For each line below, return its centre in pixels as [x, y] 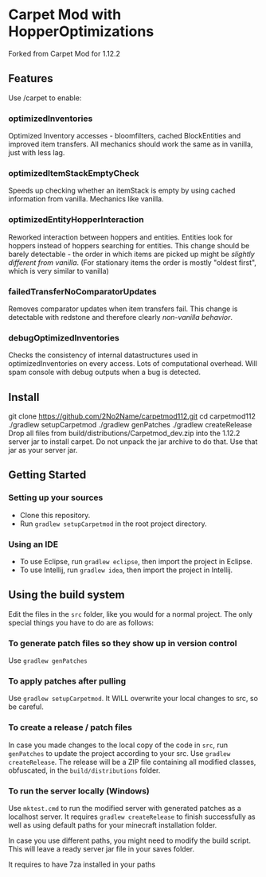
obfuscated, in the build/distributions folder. [84, 770]
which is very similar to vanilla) [59, 271]
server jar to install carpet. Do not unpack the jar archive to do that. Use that [133, 442]
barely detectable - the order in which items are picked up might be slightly [131, 254]
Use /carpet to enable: [45, 98]
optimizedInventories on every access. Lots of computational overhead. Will [133, 364]
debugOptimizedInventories [64, 337]
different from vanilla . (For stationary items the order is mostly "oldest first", [133, 262]
